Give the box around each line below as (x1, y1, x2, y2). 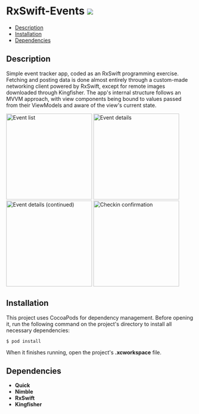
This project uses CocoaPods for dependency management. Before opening (6, 314, 194, 321)
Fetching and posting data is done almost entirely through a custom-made (6, 76, 188, 83)
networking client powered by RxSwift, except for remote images (6, 82, 166, 90)
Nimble (14, 388, 33, 395)
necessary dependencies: (6, 327, 70, 334)
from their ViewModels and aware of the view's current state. (6, 102, 157, 109)
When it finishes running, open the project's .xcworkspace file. (6, 348, 162, 356)
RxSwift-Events (6, 4, 85, 18)
